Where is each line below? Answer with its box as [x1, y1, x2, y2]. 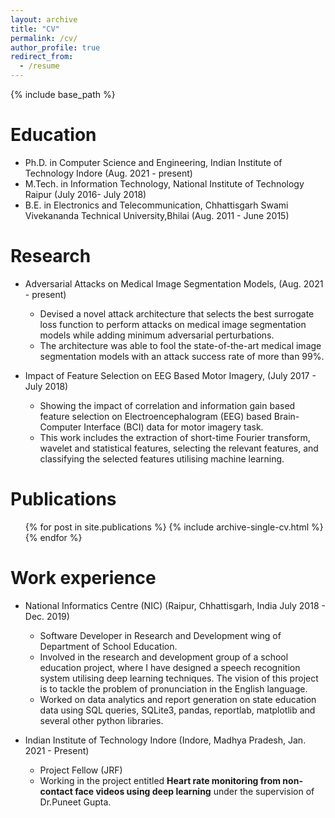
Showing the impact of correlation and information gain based [39, 399, 296, 411]
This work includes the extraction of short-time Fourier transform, [39, 431, 311, 443]
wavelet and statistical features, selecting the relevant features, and [39, 442, 319, 454]
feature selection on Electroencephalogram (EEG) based [39, 410, 272, 422]
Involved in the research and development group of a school [39, 651, 289, 663]
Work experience [10, 567, 157, 589]
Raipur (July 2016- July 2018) [24, 188, 147, 200]
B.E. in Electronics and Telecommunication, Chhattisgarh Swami [24, 199, 289, 211]
